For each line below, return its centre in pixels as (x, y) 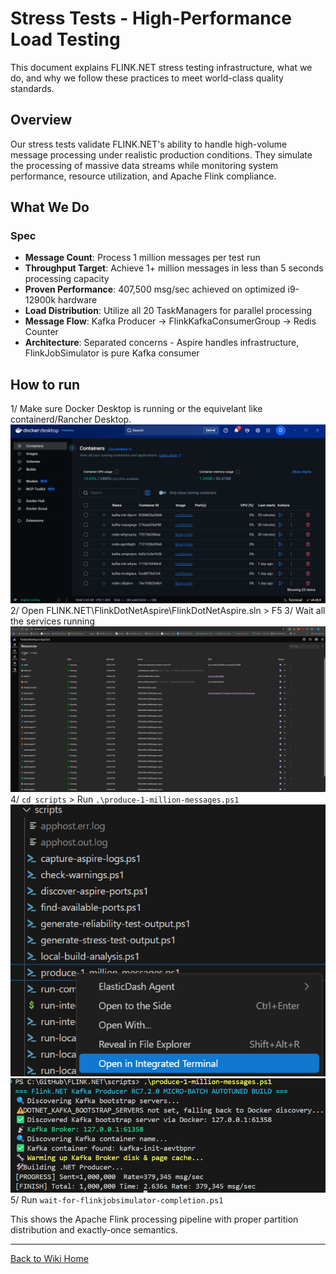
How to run (45, 384)
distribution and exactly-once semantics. (94, 1229)
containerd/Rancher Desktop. (71, 419)
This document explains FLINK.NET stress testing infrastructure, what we (161, 67)
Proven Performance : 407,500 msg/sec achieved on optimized (155, 289)
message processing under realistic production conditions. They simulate (161, 154)
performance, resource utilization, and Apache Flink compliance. (143, 176)
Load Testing (65, 39)
